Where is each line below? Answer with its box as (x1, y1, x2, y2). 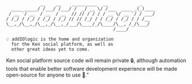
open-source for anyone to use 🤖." (6, 71, 89, 78)
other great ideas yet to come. (11, 46, 90, 52)
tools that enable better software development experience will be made (6, 65, 177, 72)
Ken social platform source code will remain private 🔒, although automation (6, 57, 187, 64)
